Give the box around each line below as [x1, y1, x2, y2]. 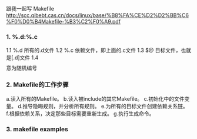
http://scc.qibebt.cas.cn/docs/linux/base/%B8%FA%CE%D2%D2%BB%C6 [6, 12, 189, 19]
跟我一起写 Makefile [6, 5, 55, 12]
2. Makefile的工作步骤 [6, 81, 69, 89]
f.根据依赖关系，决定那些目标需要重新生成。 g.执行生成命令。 [6, 110, 155, 117]
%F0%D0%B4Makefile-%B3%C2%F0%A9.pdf [6, 18, 121, 25]
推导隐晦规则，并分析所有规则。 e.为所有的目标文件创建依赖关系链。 [22, 102, 188, 110]
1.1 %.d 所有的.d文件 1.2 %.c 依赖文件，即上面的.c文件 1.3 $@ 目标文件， [6, 47, 181, 54]
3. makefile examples [6, 125, 69, 133]
